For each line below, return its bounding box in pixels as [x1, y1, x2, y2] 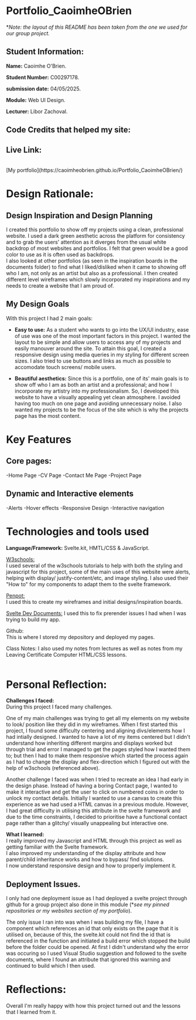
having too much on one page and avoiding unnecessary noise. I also [14, 400, 183, 407]
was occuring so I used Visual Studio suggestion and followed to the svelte [6, 950, 187, 957]
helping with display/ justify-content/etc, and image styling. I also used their [6, 574, 189, 582]
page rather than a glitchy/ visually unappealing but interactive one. [6, 820, 169, 827]
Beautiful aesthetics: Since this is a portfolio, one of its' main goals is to [14, 374, 189, 382]
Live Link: [6, 145, 42, 155]
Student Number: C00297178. [6, 73, 80, 80]
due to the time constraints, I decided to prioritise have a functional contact [6, 813, 187, 820]
